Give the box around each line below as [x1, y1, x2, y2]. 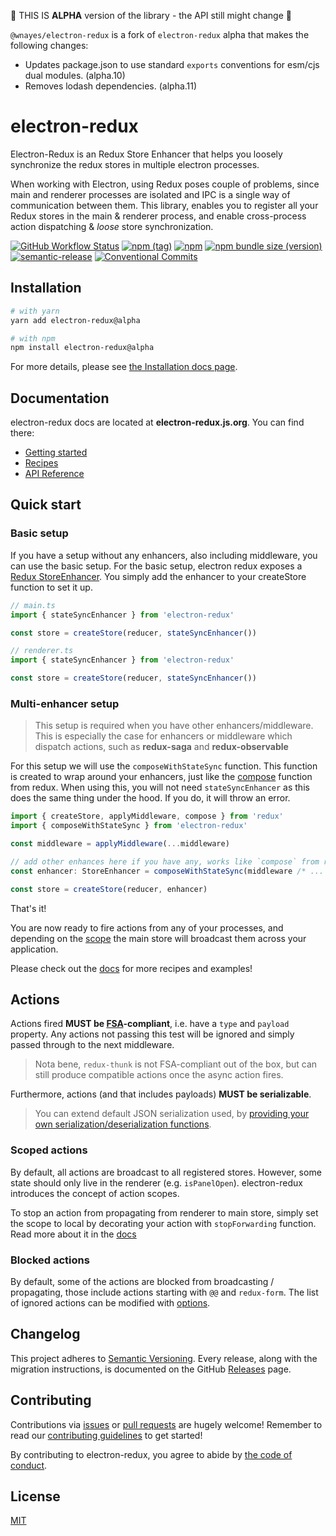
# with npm [10, 333, 56, 344]
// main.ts [10, 600, 56, 610]
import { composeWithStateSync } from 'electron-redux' [10, 821, 248, 831]
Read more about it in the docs [10, 1228, 137, 1240]
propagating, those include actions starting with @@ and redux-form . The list [10, 1286, 319, 1298]
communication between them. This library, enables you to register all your [10, 199, 319, 211]
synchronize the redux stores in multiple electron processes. [10, 158, 260, 170]
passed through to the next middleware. [10, 1039, 175, 1051]
